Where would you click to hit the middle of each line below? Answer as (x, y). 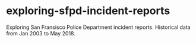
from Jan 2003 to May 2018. (41, 33)
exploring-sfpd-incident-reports (88, 11)
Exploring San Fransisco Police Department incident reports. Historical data (99, 27)
